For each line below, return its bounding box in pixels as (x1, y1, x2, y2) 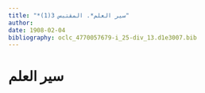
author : (8, 19, 34, 27)
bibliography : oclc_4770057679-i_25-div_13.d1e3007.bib (8, 33, 197, 42)
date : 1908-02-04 (8, 26, 66, 34)
